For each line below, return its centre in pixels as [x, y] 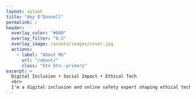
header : [15, 28]
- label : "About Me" [41, 55]
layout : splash [24, 11]
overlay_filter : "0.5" [39, 38]
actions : [22, 49]
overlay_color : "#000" [39, 33]
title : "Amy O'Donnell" [35, 17]
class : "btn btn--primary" [54, 66]
